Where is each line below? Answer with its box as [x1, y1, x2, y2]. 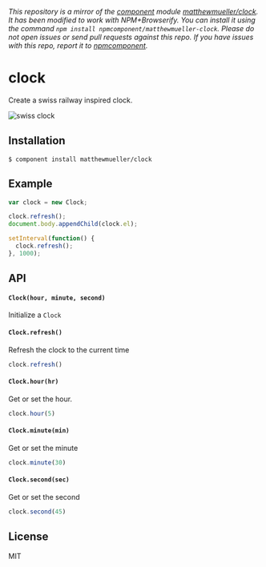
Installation [8, 134, 66, 147]
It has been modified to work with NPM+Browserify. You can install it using [8, 15, 256, 25]
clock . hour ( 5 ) [8, 409, 56, 417]
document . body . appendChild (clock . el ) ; [8, 220, 138, 228]
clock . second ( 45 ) [8, 508, 66, 516]
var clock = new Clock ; [8, 198, 88, 207]
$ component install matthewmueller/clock [8, 155, 152, 163]
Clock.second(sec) [8, 476, 70, 484]
